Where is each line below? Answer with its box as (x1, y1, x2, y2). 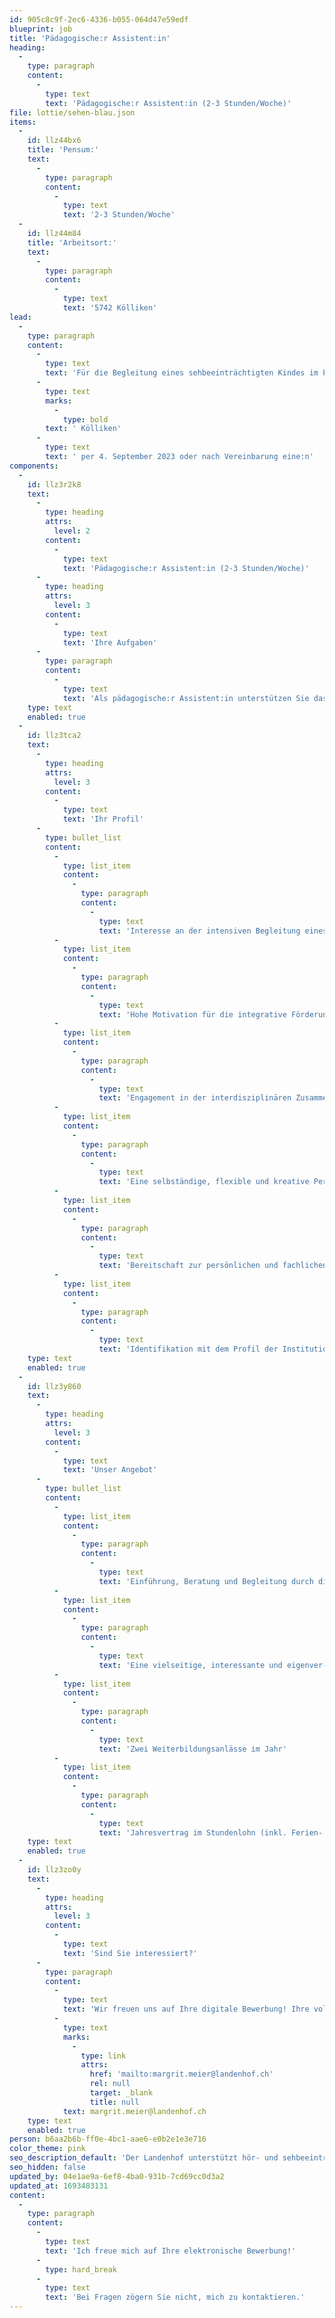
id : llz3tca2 (27, 731, 82, 741)
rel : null (89, 2079, 131, 2089)
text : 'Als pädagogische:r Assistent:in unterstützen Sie (62, 693, 310, 703)
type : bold (62, 414, 109, 425)
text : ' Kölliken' (45, 424, 122, 434)
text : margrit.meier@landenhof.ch (62, 2106, 207, 2116)
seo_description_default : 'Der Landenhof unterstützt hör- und (9, 2153, 279, 2163)
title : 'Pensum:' (27, 145, 100, 155)
